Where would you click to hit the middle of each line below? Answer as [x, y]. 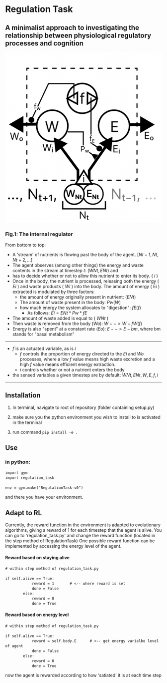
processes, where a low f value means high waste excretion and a [87, 359]
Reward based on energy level [37, 615]
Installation [23, 395]
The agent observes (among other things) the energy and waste [78, 265]
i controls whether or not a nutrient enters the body [72, 369]
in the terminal [27, 422]
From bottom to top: [26, 245]
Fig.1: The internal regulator [39, 234]
